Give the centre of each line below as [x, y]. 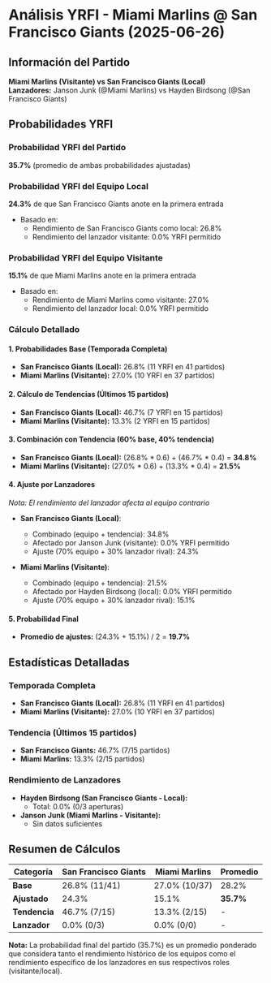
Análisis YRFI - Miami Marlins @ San [133, 15]
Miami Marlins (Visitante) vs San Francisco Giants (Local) [107, 82]
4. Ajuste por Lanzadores [52, 485]
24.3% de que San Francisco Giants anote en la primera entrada [116, 204]
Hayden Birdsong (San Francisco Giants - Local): [104, 798]
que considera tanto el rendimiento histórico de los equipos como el [122, 954]
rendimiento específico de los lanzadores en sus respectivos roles [119, 963]
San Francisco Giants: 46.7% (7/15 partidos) [95, 750]
